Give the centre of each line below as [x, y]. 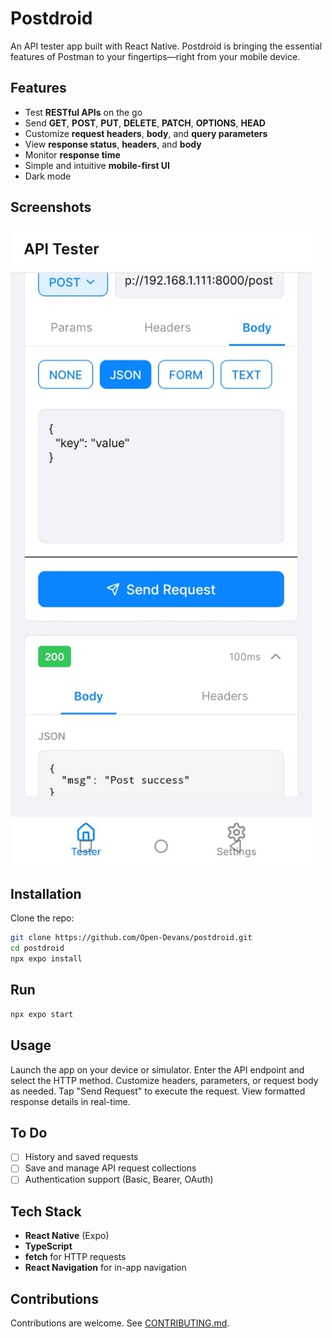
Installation [46, 893]
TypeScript [48, 1246]
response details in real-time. [70, 1101]
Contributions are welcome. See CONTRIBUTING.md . [120, 1323]
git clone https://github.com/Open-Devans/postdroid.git [131, 938]
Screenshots [51, 207]
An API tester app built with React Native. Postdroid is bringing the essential [166, 46]
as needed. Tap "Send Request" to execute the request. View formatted [158, 1091]
